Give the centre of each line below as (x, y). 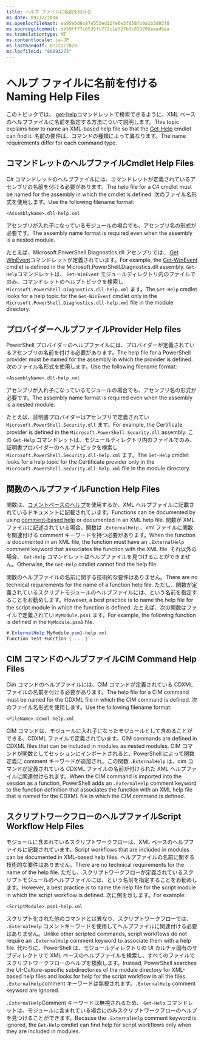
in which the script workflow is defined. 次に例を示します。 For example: (96, 895)
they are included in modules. (43, 1031)
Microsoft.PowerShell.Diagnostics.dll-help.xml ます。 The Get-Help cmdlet (102, 289)
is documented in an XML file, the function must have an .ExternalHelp (95, 542)
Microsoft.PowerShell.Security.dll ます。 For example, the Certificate (94, 425)
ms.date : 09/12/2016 (32, 18)
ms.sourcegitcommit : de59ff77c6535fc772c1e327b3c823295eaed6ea (88, 29)
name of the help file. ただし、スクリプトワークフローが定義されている (95, 872)
